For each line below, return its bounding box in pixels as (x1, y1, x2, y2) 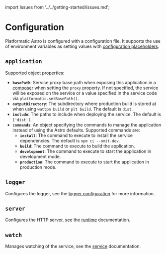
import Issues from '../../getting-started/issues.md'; (5, 4, 110, 10)
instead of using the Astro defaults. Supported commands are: (12, 127, 140, 133)
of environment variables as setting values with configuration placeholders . (5, 43, 160, 49)
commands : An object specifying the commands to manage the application (12, 122, 162, 127)
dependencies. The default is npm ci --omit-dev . (19, 137, 120, 143)
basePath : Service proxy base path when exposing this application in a (12, 79, 157, 85)
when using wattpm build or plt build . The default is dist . (12, 106, 133, 112)
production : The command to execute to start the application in (19, 159, 149, 165)
